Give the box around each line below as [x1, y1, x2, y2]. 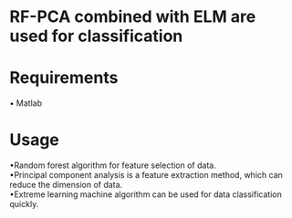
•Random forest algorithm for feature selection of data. [9, 160, 216, 171]
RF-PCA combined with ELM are [9, 6, 256, 27]
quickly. [9, 199, 39, 210]
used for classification [9, 26, 183, 47]
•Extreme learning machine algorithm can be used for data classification [9, 189, 283, 200]
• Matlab [9, 98, 43, 109]
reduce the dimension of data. [9, 180, 123, 191]
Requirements [9, 67, 119, 88]
